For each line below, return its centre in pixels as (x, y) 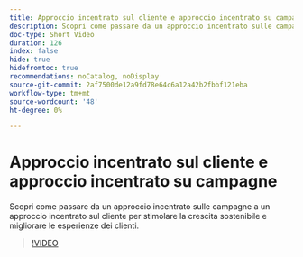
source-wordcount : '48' (54, 101)
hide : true (30, 60)
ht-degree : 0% (36, 110)
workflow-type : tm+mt (50, 93)
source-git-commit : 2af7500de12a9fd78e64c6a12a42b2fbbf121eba (129, 85)
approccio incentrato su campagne (143, 182)
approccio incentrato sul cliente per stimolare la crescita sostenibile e (138, 216)
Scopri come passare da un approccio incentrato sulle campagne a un (140, 207)
